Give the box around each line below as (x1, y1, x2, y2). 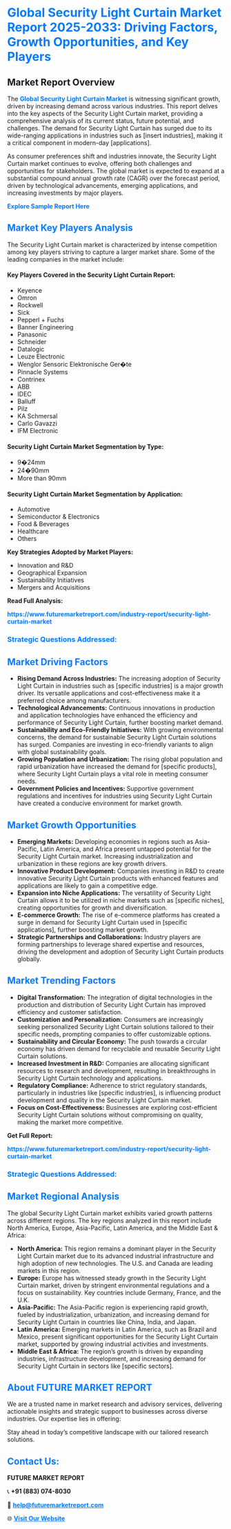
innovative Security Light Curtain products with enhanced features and (17, 874, 219, 882)
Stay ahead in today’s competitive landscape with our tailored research (7, 1428, 209, 1436)
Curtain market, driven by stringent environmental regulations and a (17, 1281, 210, 1289)
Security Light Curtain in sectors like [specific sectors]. (17, 1362, 174, 1370)
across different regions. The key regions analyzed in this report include (7, 1216, 212, 1224)
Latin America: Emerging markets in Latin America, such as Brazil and (17, 1325, 217, 1334)
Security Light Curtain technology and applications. (17, 1074, 163, 1082)
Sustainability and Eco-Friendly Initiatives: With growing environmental (17, 726, 224, 734)
